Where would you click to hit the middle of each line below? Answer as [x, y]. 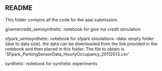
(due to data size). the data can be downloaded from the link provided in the [81, 44]
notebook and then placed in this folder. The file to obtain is [65, 49]
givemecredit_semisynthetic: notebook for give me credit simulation [73, 29]
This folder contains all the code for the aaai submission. [62, 19]
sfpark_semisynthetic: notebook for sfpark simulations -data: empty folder [80, 38]
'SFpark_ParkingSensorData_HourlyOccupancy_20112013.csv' [67, 54]
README [19, 8]
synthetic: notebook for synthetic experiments [51, 63]
